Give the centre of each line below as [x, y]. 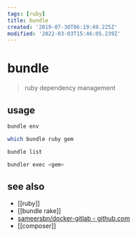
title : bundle [28, 20]
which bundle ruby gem [40, 139]
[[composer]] [37, 226]
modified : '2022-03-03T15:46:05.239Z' [64, 34]
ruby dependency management [70, 88]
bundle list [25, 152]
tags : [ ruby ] [26, 14]
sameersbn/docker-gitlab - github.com [73, 219]
